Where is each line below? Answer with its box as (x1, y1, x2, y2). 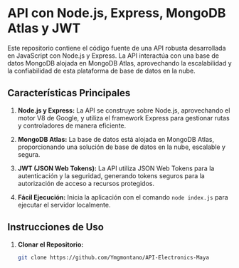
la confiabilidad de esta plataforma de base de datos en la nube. (7, 66, 196, 75)
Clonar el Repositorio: (17, 240, 84, 249)
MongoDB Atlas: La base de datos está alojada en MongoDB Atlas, (17, 135, 215, 143)
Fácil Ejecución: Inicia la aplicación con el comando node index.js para (17, 192, 229, 201)
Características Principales (7, 87, 131, 99)
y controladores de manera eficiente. (17, 121, 127, 130)
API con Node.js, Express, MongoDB (7, 5, 226, 21)
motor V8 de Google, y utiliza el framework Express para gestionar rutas (17, 113, 230, 122)
